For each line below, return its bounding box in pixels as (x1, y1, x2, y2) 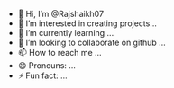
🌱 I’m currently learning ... (17, 28, 114, 38)
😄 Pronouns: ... (17, 60, 77, 71)
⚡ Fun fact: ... (17, 70, 68, 81)
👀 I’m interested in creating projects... (17, 18, 158, 29)
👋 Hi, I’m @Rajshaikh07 (17, 9, 105, 19)
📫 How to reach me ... (17, 48, 102, 57)
